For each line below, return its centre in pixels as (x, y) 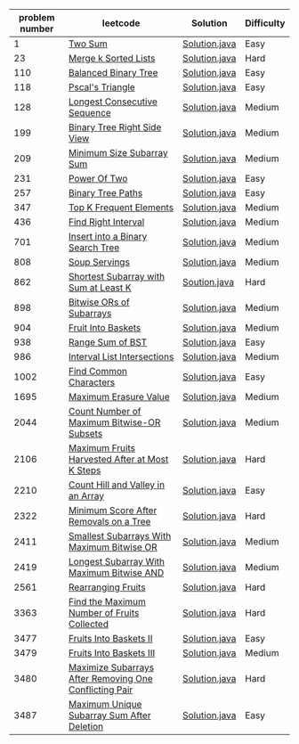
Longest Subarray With (117, 562)
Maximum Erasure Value (119, 397)
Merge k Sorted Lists (112, 58)
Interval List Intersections (121, 357)
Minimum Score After (113, 510)
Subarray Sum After (109, 715)
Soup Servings (99, 262)
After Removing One (110, 679)
